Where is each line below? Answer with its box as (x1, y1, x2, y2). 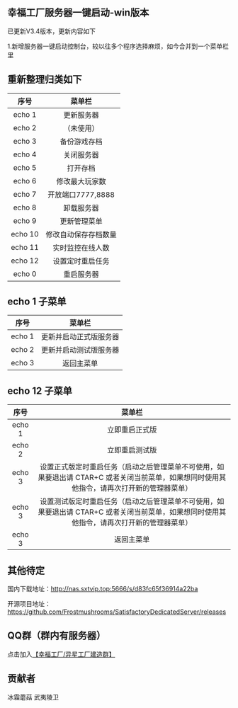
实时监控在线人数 (52, 243, 110, 253)
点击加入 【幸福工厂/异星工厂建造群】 (7, 650, 115, 658)
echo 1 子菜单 (7, 296, 67, 308)
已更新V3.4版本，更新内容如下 (7, 27, 96, 35)
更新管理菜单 (59, 216, 103, 226)
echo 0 (13, 268, 37, 278)
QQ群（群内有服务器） (7, 629, 106, 642)
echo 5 (13, 162, 37, 172)
